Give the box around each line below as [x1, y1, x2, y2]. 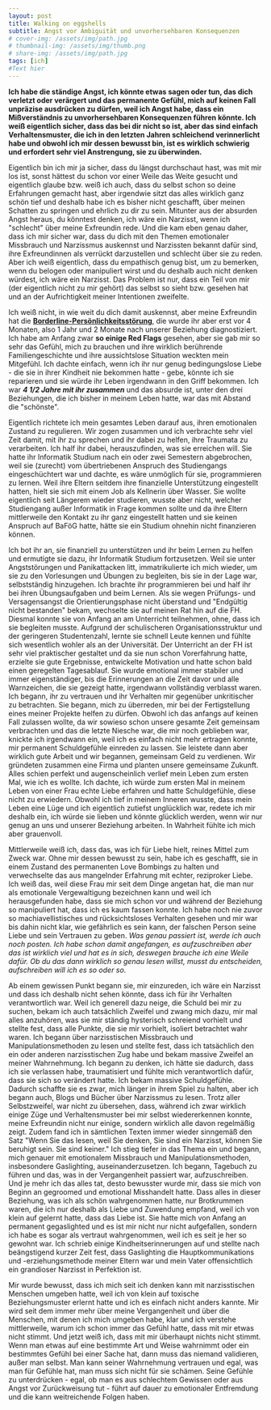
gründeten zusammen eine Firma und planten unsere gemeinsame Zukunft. [8, 760, 259, 770]
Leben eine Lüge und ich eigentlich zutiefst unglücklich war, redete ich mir [8, 803, 256, 813]
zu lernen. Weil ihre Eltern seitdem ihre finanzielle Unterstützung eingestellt [8, 478, 259, 487]
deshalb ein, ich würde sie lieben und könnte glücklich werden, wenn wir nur [8, 811, 263, 822]
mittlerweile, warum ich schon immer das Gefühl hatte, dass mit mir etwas [8, 1323, 254, 1332]
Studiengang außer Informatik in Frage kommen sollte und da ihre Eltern [8, 503, 248, 513]
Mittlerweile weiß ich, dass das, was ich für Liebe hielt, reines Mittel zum [8, 844, 249, 854]
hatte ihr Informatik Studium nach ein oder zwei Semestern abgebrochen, [8, 452, 252, 461]
